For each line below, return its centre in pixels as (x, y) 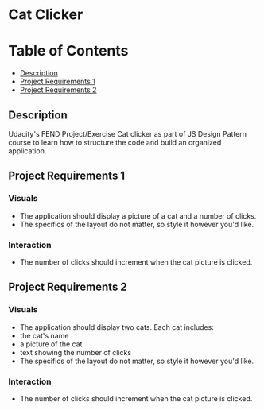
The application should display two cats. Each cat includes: (117, 327)
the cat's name (44, 335)
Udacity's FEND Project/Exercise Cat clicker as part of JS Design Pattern (128, 133)
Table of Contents (68, 51)
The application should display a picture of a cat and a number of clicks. (138, 215)
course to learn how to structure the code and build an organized (115, 142)
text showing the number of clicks (76, 352)
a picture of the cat (51, 344)
